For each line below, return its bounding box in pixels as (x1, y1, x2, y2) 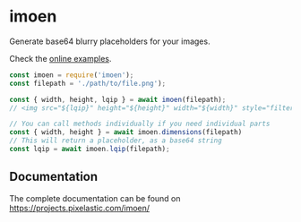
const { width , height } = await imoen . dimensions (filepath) (9, 128, 243, 137)
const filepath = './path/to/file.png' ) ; (9, 79, 167, 88)
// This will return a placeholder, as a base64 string (9, 136, 222, 145)
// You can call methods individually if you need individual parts (9, 119, 271, 129)
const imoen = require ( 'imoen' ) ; (9, 70, 134, 80)
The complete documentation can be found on (9, 192, 181, 203)
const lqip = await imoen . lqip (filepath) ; (9, 145, 170, 154)
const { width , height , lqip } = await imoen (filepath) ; (9, 95, 227, 104)
